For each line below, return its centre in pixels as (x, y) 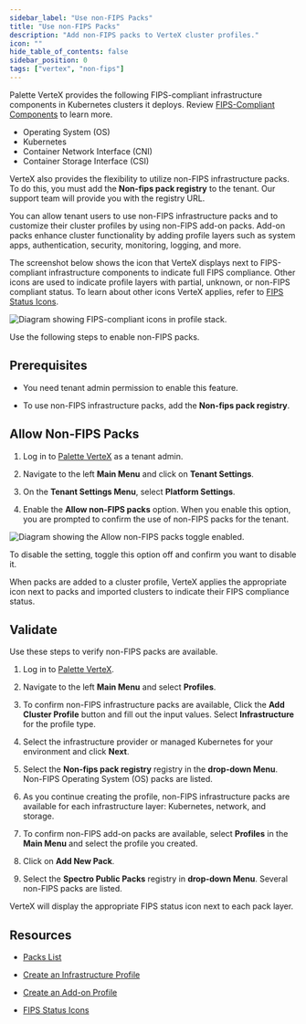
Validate (33, 630)
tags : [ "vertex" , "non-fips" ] (67, 69)
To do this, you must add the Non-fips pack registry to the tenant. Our (142, 188)
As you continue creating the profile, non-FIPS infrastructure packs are (156, 797)
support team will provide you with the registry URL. (107, 198)
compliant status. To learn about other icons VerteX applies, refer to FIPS (147, 291)
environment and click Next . (76, 752)
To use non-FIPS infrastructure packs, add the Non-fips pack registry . (156, 405)
